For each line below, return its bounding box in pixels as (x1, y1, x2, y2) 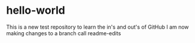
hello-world (6, 4, 66, 17)
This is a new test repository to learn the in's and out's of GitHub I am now (6, 23, 190, 30)
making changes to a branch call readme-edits (6, 29, 121, 36)
